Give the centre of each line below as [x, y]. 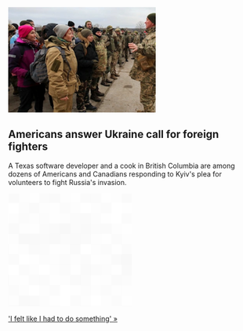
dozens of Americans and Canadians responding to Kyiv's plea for [115, 174]
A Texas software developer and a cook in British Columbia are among [121, 165]
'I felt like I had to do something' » [63, 318]
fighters [28, 147]
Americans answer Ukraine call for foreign [114, 135]
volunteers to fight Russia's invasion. [67, 182]
